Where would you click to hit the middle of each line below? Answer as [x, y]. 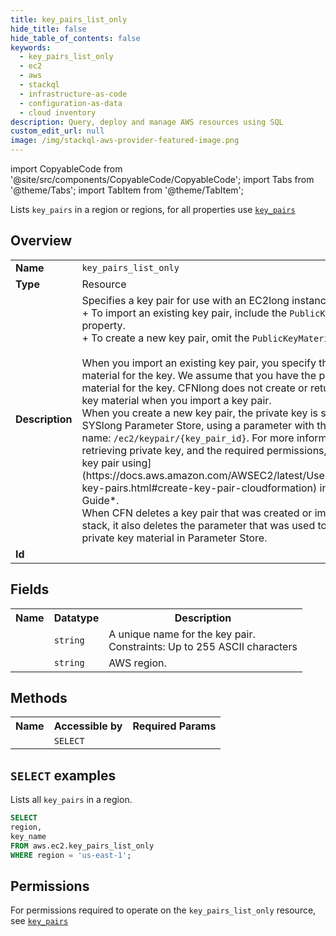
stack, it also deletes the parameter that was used [198, 525]
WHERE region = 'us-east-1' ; [71, 855]
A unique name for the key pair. [182, 634]
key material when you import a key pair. [176, 400]
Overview [41, 241]
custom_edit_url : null [57, 131]
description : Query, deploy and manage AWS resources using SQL [147, 122]
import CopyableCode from [66, 169]
